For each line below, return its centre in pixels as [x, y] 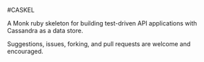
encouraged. [25, 51]
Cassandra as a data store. [45, 31]
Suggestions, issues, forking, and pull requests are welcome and [99, 44]
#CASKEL [21, 10]
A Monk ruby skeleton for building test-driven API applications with [102, 23]
